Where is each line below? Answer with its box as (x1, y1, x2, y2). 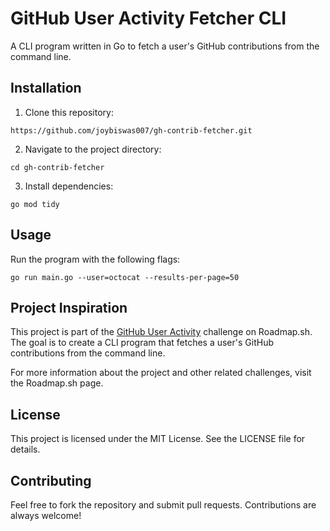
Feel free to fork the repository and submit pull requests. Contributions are (10, 499, 317, 511)
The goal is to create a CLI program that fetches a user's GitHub (10, 337, 274, 349)
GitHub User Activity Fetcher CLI (10, 7, 287, 30)
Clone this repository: (24, 106, 114, 118)
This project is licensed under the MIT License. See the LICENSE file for (10, 433, 306, 445)
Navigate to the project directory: (24, 143, 162, 155)
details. (10, 443, 41, 456)
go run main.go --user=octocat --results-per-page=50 (10, 272, 240, 282)
